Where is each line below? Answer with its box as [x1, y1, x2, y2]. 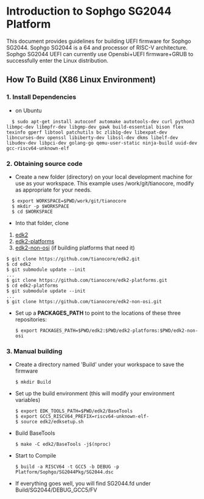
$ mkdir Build [15, 379, 51, 386]
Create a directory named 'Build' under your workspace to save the [15, 361, 185, 368]
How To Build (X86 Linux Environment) [6, 74, 157, 85]
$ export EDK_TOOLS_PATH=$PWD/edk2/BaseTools [15, 408, 133, 414]
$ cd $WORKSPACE [12, 209, 53, 215]
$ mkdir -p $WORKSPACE [12, 203, 69, 209]
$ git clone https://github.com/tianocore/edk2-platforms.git [6, 277, 167, 283]
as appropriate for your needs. [15, 186, 92, 193]
